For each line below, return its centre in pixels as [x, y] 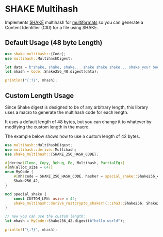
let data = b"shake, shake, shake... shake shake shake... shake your [78, 67]
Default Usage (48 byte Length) [54, 43]
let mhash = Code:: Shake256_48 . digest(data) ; [52, 72]
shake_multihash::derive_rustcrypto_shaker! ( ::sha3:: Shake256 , [79, 203]
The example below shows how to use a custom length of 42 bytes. [73, 136]
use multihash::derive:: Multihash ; [41, 150]
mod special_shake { [26, 194]
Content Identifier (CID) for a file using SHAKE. [52, 27]
